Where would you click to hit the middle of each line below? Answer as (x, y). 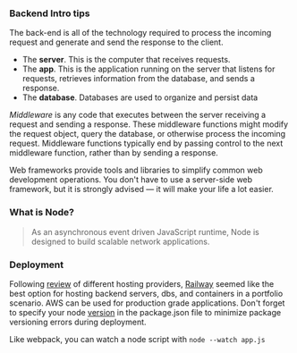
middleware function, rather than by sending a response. (114, 153)
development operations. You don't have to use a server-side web (131, 180)
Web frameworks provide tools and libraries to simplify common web (136, 170)
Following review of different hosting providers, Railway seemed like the (142, 283)
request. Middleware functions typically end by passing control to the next (146, 143)
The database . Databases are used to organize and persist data (140, 97)
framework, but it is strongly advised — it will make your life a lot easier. (142, 189)
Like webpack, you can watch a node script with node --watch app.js (137, 339)
